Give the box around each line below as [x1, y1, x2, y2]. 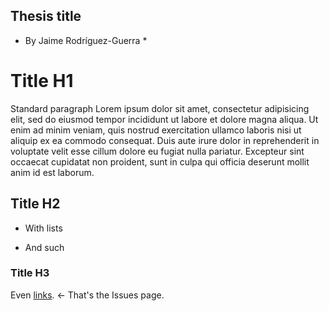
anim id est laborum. [10, 166, 95, 178]
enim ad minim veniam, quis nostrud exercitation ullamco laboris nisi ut [10, 124, 302, 136]
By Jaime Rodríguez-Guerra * [24, 34, 148, 46]
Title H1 [10, 70, 74, 92]
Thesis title [10, 8, 82, 25]
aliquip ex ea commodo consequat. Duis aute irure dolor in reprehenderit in [10, 134, 320, 146]
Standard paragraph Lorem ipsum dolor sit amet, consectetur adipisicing [10, 102, 310, 114]
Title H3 [10, 266, 50, 280]
